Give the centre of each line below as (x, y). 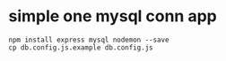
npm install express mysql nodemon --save (89, 40)
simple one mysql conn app (113, 16)
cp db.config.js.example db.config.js (81, 47)
